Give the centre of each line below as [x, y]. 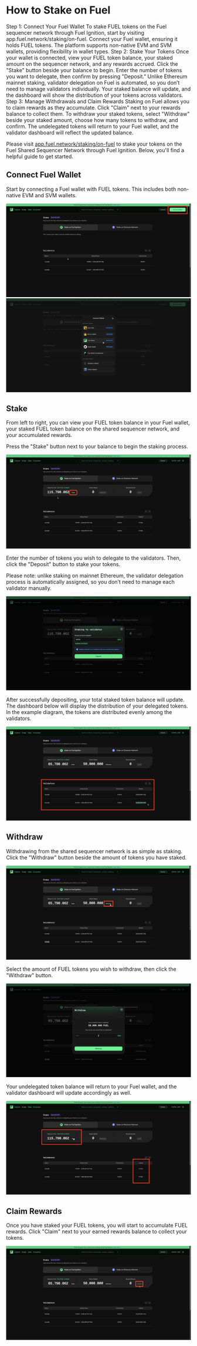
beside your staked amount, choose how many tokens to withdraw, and [92, 120]
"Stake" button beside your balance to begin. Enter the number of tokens [94, 70]
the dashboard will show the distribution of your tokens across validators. [95, 95]
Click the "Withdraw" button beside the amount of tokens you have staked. [96, 857]
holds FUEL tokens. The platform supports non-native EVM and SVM [89, 45]
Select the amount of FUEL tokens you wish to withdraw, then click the [91, 969]
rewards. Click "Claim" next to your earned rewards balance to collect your [96, 1231]
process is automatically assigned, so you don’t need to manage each [90, 582]
